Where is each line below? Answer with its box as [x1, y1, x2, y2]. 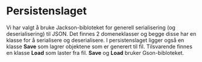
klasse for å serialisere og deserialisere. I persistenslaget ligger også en [6, 36, 185, 44]
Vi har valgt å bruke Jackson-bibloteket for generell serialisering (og [6, 24, 176, 31]
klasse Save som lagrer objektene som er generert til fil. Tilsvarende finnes [6, 43, 193, 50]
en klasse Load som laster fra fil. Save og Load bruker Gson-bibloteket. [6, 49, 185, 56]
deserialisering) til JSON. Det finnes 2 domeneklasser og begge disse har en [6, 30, 197, 37]
